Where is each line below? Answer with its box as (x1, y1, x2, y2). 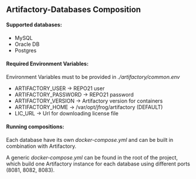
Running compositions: (6, 123, 65, 130)
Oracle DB (14, 41, 40, 48)
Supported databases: (6, 21, 62, 28)
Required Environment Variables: (6, 60, 89, 67)
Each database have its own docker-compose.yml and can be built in (6, 137, 174, 143)
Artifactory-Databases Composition (6, 5, 141, 15)
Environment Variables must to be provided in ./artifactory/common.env (6, 73, 180, 80)
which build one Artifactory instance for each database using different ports (6, 160, 190, 167)
